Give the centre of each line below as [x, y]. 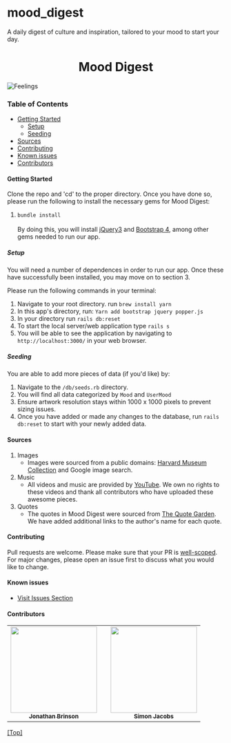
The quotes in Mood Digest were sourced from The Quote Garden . [122, 514]
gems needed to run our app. [59, 237]
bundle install [39, 215]
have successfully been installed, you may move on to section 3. [99, 277]
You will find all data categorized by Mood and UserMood [94, 395]
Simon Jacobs [154, 716]
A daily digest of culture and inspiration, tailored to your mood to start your [113, 32]
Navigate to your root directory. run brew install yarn [94, 304]
